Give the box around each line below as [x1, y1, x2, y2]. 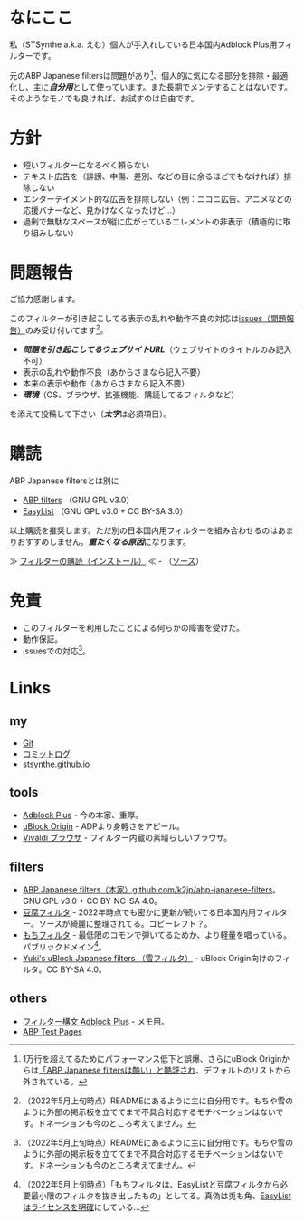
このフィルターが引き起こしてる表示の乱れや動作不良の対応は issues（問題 [9, 313, 287, 324]
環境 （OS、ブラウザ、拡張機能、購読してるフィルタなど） [22, 389, 240, 400]
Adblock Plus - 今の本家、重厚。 [22, 810, 144, 821]
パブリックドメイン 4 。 [22, 940, 107, 952]
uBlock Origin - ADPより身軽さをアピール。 [22, 821, 185, 832]
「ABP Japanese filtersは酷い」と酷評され [38, 1064, 196, 1075]
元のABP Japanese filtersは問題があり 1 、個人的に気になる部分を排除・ [9, 68, 273, 81]
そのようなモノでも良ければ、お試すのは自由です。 [9, 92, 199, 103]
